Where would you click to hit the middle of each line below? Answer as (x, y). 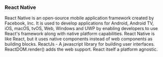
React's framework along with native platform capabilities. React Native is (80, 34)
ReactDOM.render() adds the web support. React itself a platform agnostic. (81, 49)
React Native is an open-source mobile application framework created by (79, 18)
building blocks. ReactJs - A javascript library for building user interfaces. (80, 44)
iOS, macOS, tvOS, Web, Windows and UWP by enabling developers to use (81, 28)
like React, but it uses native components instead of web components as (79, 39)
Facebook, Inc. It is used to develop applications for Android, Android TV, (79, 23)
